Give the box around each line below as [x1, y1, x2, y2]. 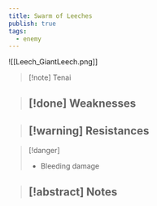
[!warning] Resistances [28, 124, 150, 138]
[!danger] [28, 146, 60, 156]
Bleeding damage [40, 161, 100, 171]
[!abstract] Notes [28, 185, 118, 199]
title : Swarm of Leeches [8, 11, 93, 20]
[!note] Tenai [28, 72, 72, 82]
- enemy [15, 34, 42, 43]
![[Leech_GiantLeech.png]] [8, 57, 98, 67]
